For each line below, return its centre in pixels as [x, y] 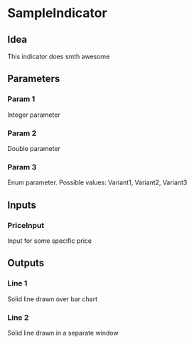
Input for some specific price [50, 241]
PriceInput [26, 225]
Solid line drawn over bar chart [53, 299]
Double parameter [34, 148]
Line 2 [18, 317]
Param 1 [21, 99]
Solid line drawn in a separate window [63, 333]
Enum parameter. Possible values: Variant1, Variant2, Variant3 [97, 182]
